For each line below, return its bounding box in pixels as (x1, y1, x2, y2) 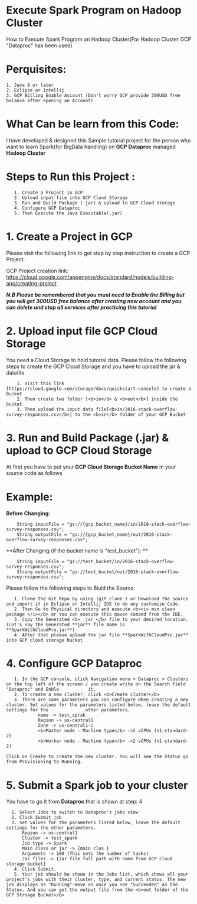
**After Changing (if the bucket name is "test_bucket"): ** (6, 547, 149, 554)
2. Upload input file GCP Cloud (6, 324, 158, 337)
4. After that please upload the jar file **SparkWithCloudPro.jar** (14, 632, 189, 638)
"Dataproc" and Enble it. (6, 687, 96, 692)
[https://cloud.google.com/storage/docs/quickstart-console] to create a (6, 385, 192, 392)
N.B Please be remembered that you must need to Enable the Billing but (6, 291, 185, 298)
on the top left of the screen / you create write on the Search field (6, 681, 186, 687)
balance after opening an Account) (6, 97, 94, 103)
